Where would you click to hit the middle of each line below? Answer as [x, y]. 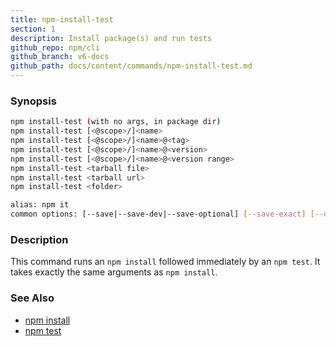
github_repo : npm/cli [55, 47]
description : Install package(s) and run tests [111, 38]
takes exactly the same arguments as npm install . [114, 272]
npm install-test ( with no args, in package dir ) [116, 122]
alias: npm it [40, 205]
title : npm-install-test [62, 19]
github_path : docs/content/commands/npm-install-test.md [131, 66]
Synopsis [33, 101]
